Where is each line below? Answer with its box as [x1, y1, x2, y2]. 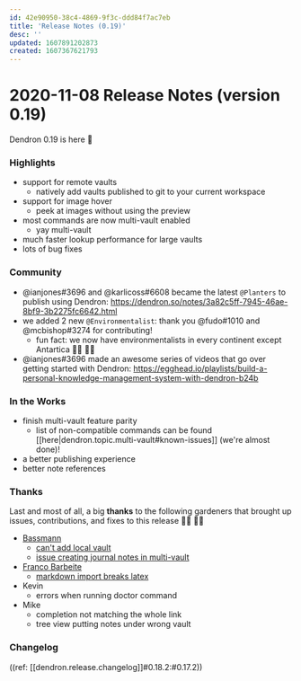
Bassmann [22, 533, 62, 544]
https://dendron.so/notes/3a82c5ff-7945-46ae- [111, 296, 288, 306]
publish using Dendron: [22, 296, 110, 306]
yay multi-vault [35, 225, 92, 235]
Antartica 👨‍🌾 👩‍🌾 [35, 343, 96, 355]
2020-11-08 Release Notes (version [9, 85, 280, 106]
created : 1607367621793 [9, 47, 99, 56]
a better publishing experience [22, 453, 137, 464]
